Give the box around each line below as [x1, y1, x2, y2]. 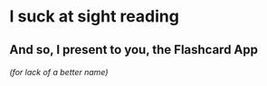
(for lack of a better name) [9, 67, 109, 78]
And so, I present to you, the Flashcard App [9, 42, 259, 57]
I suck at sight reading [9, 6, 179, 27]
